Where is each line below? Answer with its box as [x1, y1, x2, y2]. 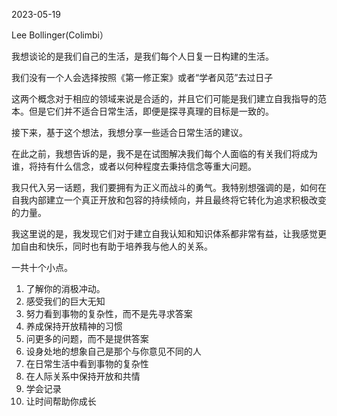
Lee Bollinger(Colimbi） [11, 29, 109, 41]
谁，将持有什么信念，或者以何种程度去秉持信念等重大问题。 [11, 160, 257, 172]
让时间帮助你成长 [25, 395, 97, 407]
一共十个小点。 [11, 262, 73, 273]
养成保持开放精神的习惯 [25, 320, 123, 332]
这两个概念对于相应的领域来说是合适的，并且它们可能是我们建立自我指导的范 [11, 93, 327, 104]
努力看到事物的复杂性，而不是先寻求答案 [25, 308, 193, 319]
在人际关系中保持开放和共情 [25, 370, 141, 382]
